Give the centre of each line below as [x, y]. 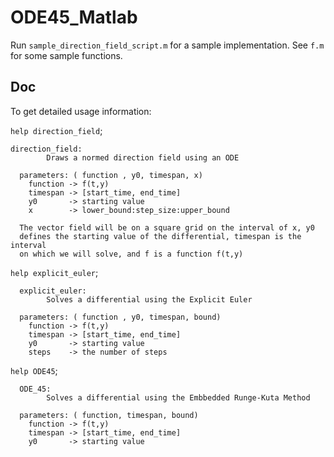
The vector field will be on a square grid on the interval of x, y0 [167, 227]
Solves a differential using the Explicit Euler [149, 299]
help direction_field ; [56, 130]
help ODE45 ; [34, 370]
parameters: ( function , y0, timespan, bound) [120, 317]
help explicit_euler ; [54, 272]
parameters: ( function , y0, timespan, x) [111, 175]
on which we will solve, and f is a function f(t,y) [131, 254]
